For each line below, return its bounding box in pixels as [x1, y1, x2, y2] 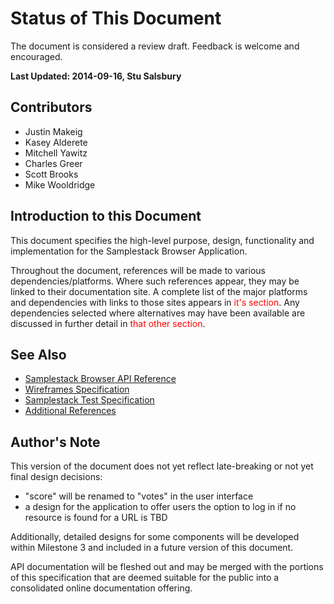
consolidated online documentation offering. [10, 582, 193, 594]
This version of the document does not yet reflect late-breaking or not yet [10, 460, 314, 472]
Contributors [10, 99, 93, 116]
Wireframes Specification [24, 383, 130, 396]
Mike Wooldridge [24, 178, 96, 191]
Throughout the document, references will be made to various [10, 264, 266, 276]
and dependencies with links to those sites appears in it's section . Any [10, 296, 300, 308]
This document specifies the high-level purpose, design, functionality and [10, 234, 315, 246]
